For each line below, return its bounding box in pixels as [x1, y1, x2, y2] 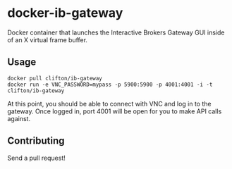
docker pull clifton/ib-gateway [7, 75, 102, 82]
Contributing [7, 135, 65, 147]
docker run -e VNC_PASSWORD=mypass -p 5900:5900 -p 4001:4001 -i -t [7, 81, 213, 88]
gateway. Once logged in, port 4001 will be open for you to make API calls [7, 107, 222, 115]
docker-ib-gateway [7, 5, 123, 21]
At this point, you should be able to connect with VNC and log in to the [7, 99, 212, 108]
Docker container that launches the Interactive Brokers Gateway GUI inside [7, 28, 225, 37]
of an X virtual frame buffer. [7, 35, 88, 44]
